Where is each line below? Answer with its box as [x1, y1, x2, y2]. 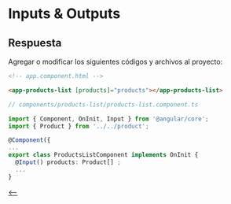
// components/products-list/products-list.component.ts [8, 100, 199, 109]
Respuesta [8, 36, 62, 50]
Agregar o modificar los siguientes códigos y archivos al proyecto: [8, 57, 223, 66]
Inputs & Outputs [8, 5, 121, 23]
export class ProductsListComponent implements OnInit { [8, 151, 199, 159]
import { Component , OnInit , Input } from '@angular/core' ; [8, 115, 210, 123]
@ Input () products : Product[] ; [15, 158, 122, 166]
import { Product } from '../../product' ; [8, 122, 149, 130]
